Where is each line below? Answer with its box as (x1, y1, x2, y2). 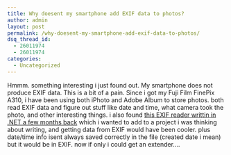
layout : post (7, 23, 45, 30)
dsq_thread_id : (7, 36, 51, 43)
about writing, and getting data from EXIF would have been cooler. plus (7, 125, 210, 133)
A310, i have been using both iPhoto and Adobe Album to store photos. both (7, 95, 224, 104)
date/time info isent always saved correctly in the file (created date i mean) (7, 133, 221, 141)
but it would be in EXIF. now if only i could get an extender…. (7, 140, 180, 148)
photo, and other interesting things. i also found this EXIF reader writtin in (7, 111, 216, 119)
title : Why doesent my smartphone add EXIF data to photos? (7, 10, 185, 17)
